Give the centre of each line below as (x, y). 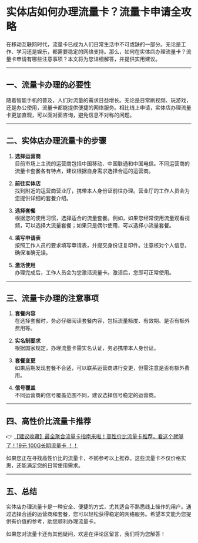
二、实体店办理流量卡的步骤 (56, 141)
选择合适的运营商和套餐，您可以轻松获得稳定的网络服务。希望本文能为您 (98, 514)
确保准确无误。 (33, 252)
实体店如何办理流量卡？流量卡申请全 (94, 12)
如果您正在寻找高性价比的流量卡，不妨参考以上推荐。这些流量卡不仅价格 (93, 458)
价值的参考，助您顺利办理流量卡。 (57, 521)
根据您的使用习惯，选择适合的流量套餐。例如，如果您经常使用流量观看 (100, 218)
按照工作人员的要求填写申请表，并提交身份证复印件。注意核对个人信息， (102, 245)
